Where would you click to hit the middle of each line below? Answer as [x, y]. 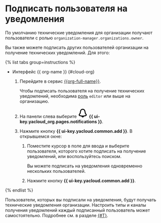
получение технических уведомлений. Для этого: [57, 53]
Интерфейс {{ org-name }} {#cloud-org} [53, 71]
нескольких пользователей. [56, 171]
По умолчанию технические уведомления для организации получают [79, 32]
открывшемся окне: [41, 136]
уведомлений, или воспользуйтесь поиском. [74, 156]
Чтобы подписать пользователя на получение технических [82, 91]
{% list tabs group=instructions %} [40, 62]
